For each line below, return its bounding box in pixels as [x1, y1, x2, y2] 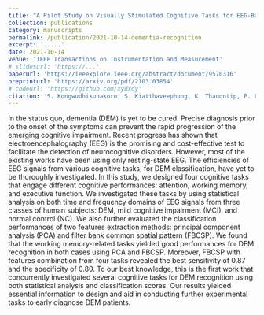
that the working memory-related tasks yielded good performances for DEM [8, 239, 255, 249]
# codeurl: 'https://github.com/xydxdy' [8, 84, 143, 93]
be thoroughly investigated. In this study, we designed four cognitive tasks [8, 172, 249, 182]
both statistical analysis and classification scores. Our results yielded [8, 281, 232, 291]
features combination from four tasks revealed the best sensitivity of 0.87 [8, 256, 246, 265]
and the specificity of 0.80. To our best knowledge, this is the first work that [8, 265, 254, 274]
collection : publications [8, 19, 93, 27]
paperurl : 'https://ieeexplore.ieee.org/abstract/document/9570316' [8, 70, 237, 78]
